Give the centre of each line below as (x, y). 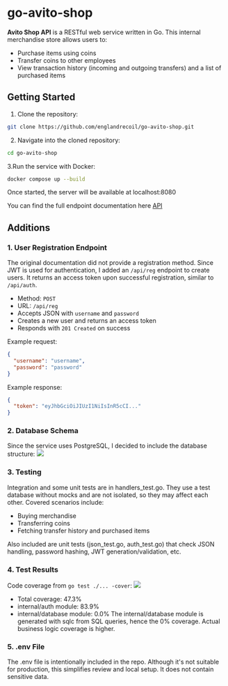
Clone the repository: (48, 114)
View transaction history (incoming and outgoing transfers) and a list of (119, 68)
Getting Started (41, 97)
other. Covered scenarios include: (56, 502)
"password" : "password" (48, 367)
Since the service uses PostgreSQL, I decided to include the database (107, 446)
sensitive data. (28, 677)
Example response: (35, 387)
